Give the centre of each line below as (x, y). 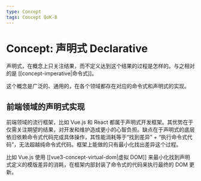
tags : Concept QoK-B (32, 17)
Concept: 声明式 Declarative (77, 49)
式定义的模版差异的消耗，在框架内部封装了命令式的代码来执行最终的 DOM (97, 165)
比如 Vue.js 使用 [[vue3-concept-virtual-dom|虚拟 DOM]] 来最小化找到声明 (98, 157)
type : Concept (24, 12)
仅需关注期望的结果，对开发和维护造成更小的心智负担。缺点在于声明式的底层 (100, 130)
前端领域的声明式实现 (45, 107)
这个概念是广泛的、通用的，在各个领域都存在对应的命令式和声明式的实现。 (98, 86)
